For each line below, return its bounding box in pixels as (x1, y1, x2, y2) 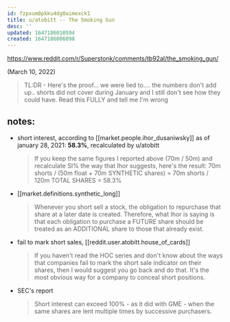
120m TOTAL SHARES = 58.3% (34, 176, 122, 184)
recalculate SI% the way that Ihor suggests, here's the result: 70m (34, 161, 221, 170)
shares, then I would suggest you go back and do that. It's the (34, 266, 209, 274)
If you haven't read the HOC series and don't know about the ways (34, 251, 223, 260)
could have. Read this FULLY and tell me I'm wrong (23, 95, 168, 104)
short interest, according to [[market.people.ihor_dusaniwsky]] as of (16, 133, 211, 141)
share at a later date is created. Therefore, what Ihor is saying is (34, 210, 215, 218)
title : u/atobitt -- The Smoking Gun (7, 16, 115, 23)
